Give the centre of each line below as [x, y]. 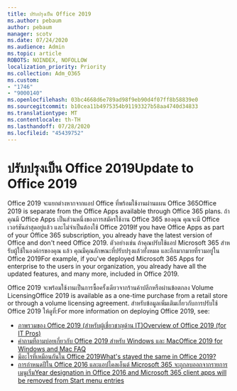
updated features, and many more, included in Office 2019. [93, 274]
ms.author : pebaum [34, 21]
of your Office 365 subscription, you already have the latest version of [110, 235]
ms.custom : [23, 80]
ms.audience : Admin [36, 47]
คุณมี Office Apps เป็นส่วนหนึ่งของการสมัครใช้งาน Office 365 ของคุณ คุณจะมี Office [114, 219]
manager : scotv [30, 34]
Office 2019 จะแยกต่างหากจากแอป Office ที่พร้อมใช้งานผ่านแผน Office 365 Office [112, 203]
